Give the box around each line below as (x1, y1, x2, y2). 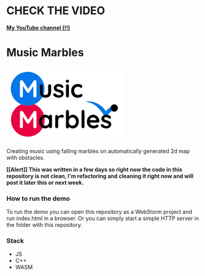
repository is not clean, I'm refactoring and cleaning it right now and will (6, 172, 194, 179)
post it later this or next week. (6, 179, 84, 186)
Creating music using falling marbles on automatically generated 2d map (6, 147, 190, 154)
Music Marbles (6, 45, 84, 60)
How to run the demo (6, 194, 71, 203)
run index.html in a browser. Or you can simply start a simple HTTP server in (6, 215, 199, 222)
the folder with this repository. (6, 221, 83, 229)
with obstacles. (6, 154, 45, 161)
